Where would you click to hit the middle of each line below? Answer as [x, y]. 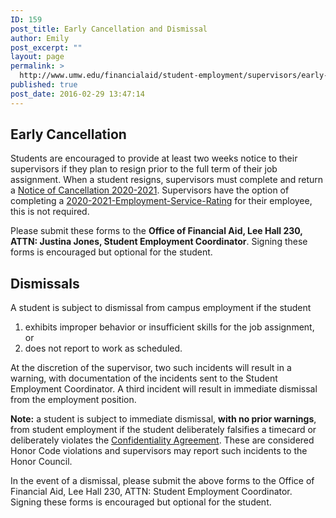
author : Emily [40, 38]
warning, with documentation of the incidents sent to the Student [144, 378]
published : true [44, 85]
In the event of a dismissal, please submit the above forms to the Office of [162, 481]
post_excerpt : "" [46, 47]
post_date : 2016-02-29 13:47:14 [77, 94]
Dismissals [45, 283]
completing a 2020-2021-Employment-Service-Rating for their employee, [161, 201]
